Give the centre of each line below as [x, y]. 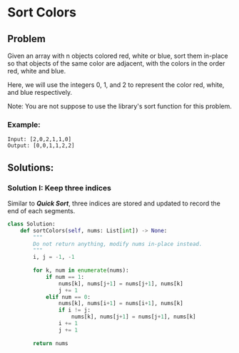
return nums [51, 343]
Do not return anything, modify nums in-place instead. [118, 244]
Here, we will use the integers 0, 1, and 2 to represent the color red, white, [116, 85]
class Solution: [31, 224]
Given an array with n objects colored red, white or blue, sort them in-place [118, 56]
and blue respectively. [40, 92]
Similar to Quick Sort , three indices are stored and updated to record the [114, 203]
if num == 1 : [65, 277]
